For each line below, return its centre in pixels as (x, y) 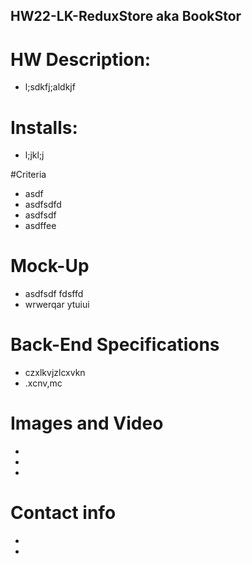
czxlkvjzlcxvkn (55, 373)
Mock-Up (50, 266)
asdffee (40, 226)
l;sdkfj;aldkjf (50, 87)
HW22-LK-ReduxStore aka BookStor (126, 16)
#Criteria (28, 175)
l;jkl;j (34, 155)
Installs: (44, 127)
